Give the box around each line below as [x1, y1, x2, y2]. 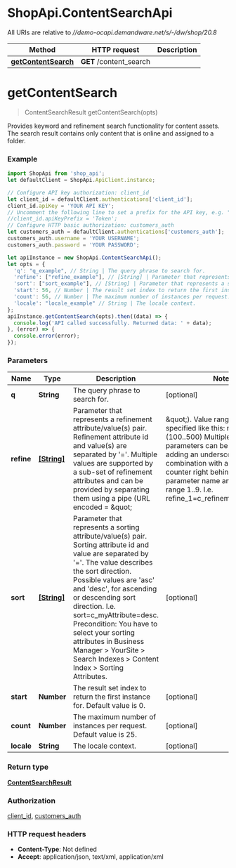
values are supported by [72, 459, 153, 468]
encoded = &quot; [72, 502, 132, 512]
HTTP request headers [7, 829, 86, 839]
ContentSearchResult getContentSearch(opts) [24, 107, 158, 117]
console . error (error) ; [13, 332, 80, 340]
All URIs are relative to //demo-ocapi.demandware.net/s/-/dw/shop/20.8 [7, 28, 217, 37]
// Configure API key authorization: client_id [7, 189, 150, 196]
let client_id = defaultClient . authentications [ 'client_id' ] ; [7, 195, 193, 203]
